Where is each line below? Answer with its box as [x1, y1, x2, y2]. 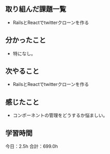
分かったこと [5, 36, 46, 45]
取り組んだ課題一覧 [5, 5, 66, 14]
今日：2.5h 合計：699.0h [5, 143, 58, 149]
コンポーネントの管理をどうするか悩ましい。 [12, 112, 108, 119]
